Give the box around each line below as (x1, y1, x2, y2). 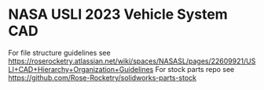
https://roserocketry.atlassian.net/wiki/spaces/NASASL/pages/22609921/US (8, 56, 256, 66)
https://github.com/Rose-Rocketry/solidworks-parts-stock (8, 73, 197, 82)
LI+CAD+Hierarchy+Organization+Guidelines (8, 64, 154, 74)
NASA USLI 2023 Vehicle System (8, 5, 228, 23)
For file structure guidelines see (8, 48, 112, 57)
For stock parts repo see (155, 64, 235, 74)
